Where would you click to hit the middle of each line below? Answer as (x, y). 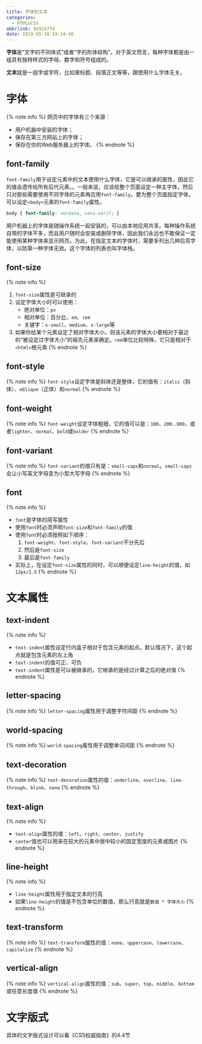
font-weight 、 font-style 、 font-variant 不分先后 (84, 542)
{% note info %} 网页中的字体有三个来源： (59, 117)
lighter (21, 432)
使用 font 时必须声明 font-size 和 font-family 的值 (74, 527)
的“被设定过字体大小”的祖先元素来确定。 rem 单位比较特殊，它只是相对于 (103, 339)
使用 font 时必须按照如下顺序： (52, 534)
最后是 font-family (47, 557)
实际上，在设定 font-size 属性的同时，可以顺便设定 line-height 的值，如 (103, 564)
